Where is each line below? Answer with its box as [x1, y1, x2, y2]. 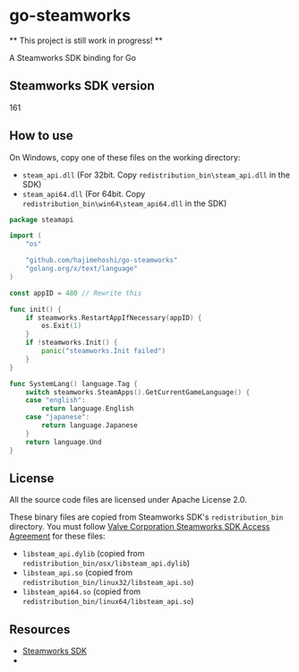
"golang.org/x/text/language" [25, 264, 139, 273]
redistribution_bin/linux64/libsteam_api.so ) [21, 596, 194, 607]
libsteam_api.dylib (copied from [21, 548, 145, 559]
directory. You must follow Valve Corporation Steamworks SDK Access [9, 521, 270, 532]
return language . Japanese [41, 421, 139, 430]
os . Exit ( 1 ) [41, 322, 82, 331]
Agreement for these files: [9, 530, 106, 542]
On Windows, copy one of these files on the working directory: [9, 151, 241, 162]
